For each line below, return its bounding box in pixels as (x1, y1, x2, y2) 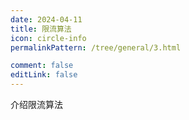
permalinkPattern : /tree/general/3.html (10, 42, 182, 53)
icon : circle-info (10, 33, 87, 43)
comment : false (10, 61, 74, 71)
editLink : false (10, 70, 78, 80)
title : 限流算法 (10, 24, 72, 34)
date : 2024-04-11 (10, 14, 83, 25)
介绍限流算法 (10, 99, 63, 110)
